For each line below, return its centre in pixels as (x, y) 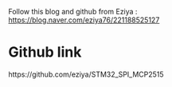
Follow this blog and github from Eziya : (73, 12)
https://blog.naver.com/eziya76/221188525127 (84, 20)
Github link (45, 52)
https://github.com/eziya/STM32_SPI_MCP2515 (86, 74)
